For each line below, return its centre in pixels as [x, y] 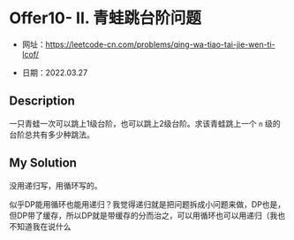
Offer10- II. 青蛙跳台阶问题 [105, 18]
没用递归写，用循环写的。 [56, 185]
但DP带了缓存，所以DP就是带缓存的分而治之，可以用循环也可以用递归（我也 [147, 215]
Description [42, 101]
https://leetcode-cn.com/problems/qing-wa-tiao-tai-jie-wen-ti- [160, 44]
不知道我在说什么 [40, 226]
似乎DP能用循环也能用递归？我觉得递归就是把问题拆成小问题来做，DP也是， [147, 204]
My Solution [43, 163]
